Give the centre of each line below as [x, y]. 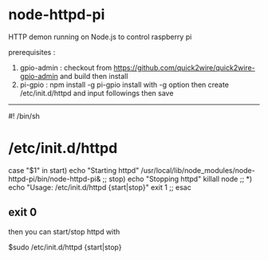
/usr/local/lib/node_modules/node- [198, 170]
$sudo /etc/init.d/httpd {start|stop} [65, 247]
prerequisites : [32, 52]
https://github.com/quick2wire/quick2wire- [184, 67]
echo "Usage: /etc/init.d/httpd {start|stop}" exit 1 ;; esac [100, 187]
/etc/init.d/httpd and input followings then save [97, 93]
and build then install [94, 76]
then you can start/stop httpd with [64, 231]
